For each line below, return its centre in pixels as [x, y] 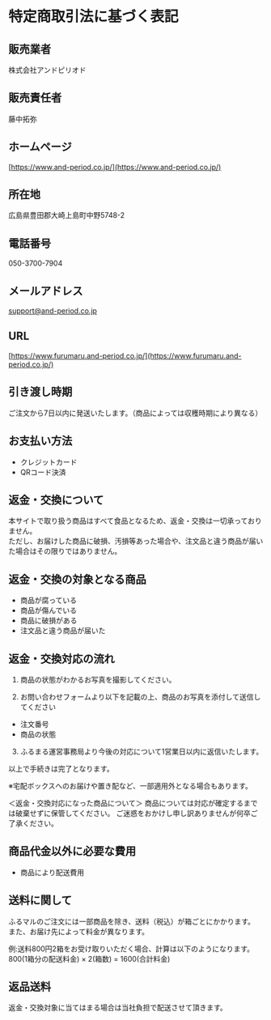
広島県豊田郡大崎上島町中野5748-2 [67, 215]
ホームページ [40, 147]
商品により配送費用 [52, 872]
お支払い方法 [40, 441]
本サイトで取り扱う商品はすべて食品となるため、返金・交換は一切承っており [135, 521]
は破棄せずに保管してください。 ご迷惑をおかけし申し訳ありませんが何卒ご [133, 813]
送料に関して [40, 901]
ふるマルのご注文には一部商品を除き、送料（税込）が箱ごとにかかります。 [132, 921]
